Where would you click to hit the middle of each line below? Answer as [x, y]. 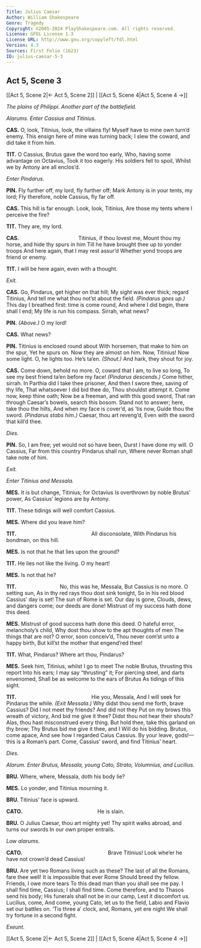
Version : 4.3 [22, 46]
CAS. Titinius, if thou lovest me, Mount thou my [94, 238]
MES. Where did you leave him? [46, 522]
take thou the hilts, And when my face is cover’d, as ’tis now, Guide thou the [100, 409]
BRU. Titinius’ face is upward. [43, 800]
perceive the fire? [28, 215]
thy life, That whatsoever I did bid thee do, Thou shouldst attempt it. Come [98, 390]
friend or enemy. [27, 257]
